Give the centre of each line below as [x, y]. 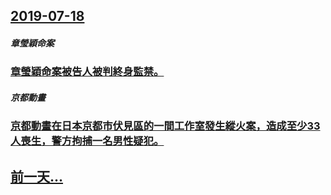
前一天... [37, 176]
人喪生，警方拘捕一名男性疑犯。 [87, 141]
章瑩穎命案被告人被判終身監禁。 [87, 72]
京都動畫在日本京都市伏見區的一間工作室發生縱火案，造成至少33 [165, 126]
